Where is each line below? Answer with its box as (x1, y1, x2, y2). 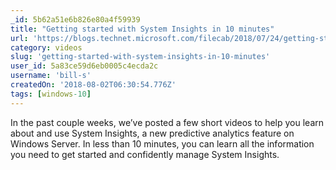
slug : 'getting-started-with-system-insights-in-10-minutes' (10, 52, 271, 62)
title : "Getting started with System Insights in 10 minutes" (10, 24, 275, 34)
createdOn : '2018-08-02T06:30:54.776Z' (10, 80, 177, 90)
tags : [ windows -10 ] (10, 89, 92, 99)
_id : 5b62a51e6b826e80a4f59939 (10, 14, 141, 25)
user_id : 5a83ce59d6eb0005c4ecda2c (10, 61, 159, 71)
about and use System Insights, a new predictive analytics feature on (10, 127, 295, 139)
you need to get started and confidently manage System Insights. (10, 148, 280, 160)
